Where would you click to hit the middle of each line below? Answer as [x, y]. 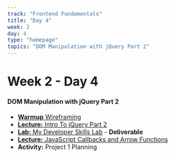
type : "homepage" [33, 40]
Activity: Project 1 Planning [57, 147]
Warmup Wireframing [49, 117]
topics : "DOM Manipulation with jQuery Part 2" [79, 47]
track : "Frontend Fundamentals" [55, 14]
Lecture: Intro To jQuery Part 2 [62, 125]
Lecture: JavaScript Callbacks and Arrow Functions [92, 140]
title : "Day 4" [30, 20]
